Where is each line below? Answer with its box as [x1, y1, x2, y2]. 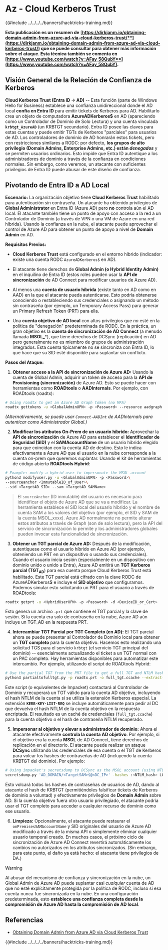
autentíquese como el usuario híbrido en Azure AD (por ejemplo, [12, 546, 145, 552]
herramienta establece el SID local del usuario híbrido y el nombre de [17, 504, 160, 510]
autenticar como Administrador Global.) [5, 419, 87, 425]
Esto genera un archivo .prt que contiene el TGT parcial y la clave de [5, 608, 148, 615]
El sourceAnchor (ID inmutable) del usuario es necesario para [17, 493, 142, 499]
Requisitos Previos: [5, 241, 46, 247]
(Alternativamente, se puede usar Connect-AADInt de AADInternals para [5, 414, 153, 420]
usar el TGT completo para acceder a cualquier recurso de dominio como [5, 802, 156, 808]
